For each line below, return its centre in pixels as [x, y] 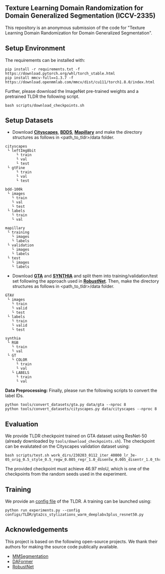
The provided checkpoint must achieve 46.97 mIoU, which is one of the [77, 469]
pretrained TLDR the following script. [42, 96]
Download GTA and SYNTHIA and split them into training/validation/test [85, 276]
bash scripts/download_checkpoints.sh [45, 105]
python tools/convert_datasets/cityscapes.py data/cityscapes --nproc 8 [81, 409]
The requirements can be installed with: [45, 60]
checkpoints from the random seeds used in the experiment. [66, 474]
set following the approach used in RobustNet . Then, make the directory [86, 281]
